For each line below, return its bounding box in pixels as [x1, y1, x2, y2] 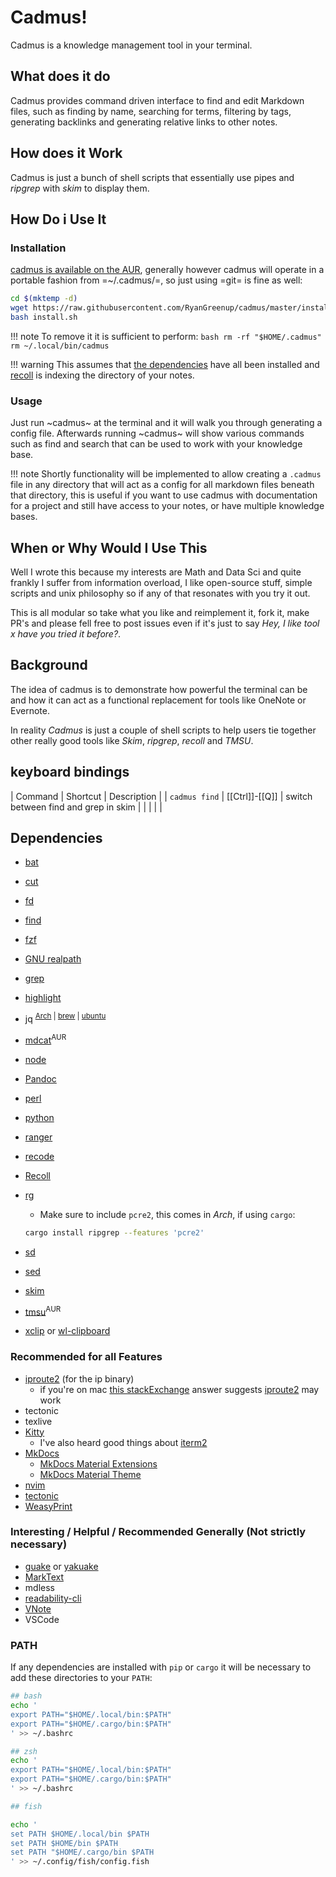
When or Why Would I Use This [10, 539, 208, 556]
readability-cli [24, 1592, 82, 1604]
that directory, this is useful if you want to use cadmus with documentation [10, 489, 318, 501]
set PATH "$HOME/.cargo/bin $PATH [10, 1847, 155, 1858]
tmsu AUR [24, 1304, 62, 1318]
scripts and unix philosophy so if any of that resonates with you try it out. [10, 587, 311, 599]
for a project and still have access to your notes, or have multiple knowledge [10, 500, 325, 512]
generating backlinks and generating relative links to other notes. [10, 116, 278, 128]
